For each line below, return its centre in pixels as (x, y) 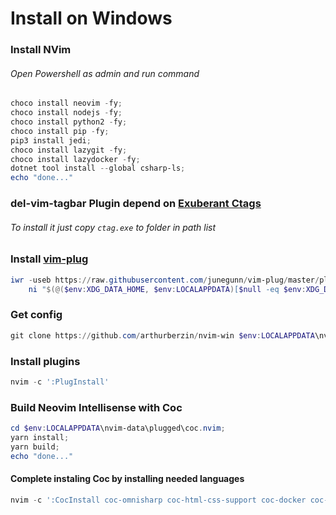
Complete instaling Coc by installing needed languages (127, 479)
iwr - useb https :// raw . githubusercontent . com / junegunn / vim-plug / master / (165, 280)
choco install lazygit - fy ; (69, 150)
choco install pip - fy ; (60, 131)
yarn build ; (35, 447)
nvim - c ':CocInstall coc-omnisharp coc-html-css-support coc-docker (158, 500)
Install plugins (45, 361)
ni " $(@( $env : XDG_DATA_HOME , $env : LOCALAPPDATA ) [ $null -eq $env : (167, 289)
